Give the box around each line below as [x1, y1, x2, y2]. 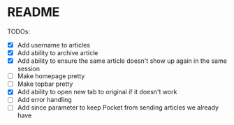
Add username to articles [17, 41, 91, 49]
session [17, 64, 41, 73]
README [7, 4, 60, 20]
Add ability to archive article [17, 49, 98, 57]
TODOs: [7, 27, 30, 36]
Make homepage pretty [17, 72, 85, 80]
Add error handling [17, 96, 72, 104]
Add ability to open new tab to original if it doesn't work [17, 88, 177, 96]
